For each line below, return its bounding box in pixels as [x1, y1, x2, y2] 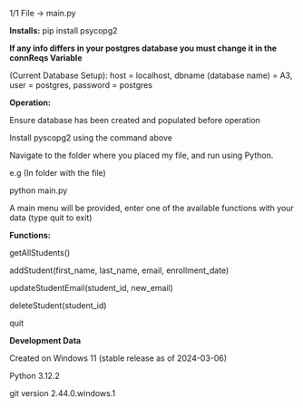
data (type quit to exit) [9, 212, 93, 223]
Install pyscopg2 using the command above [9, 132, 172, 143]
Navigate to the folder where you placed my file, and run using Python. [9, 150, 274, 160]
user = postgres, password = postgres [9, 80, 152, 90]
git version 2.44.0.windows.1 [9, 388, 116, 398]
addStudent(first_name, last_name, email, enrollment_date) [9, 265, 230, 276]
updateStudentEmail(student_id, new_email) [9, 283, 174, 293]
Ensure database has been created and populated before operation [9, 115, 261, 125]
